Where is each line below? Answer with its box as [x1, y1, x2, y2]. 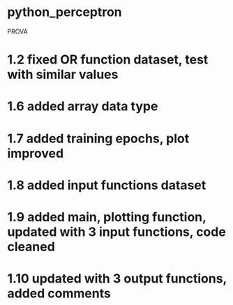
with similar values [7, 67, 119, 82]
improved [7, 145, 64, 161]
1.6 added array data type [7, 98, 158, 114]
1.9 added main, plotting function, [7, 209, 206, 225]
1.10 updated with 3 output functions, [7, 271, 227, 287]
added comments [7, 285, 112, 302]
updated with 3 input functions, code [7, 224, 227, 239]
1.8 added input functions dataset [7, 177, 206, 193]
